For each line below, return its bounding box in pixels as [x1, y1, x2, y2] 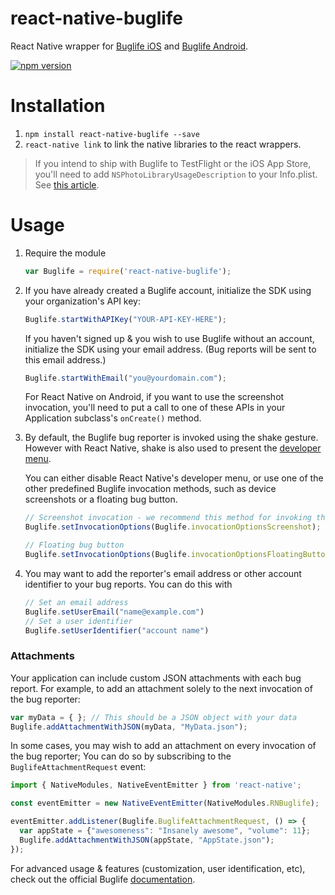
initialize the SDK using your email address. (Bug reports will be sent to [24, 343, 317, 355]
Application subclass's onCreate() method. [24, 412, 202, 424]
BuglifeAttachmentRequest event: [10, 761, 147, 773]
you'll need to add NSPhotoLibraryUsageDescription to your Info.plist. [34, 168, 318, 180]
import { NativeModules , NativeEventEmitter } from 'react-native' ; [10, 780, 302, 791]
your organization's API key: [24, 295, 142, 307]
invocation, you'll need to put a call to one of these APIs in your [24, 402, 286, 414]
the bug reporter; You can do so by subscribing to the [10, 750, 232, 762]
